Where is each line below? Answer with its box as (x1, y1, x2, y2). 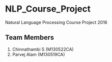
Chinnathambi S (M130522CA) (12, 46, 74, 52)
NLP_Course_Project (5, 3, 91, 15)
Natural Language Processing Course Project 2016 (5, 19, 108, 25)
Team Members (5, 33, 54, 42)
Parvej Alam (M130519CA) (12, 51, 65, 57)
